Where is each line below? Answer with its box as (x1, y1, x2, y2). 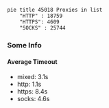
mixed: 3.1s (16, 73, 49, 81)
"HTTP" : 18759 (19, 12, 63, 19)
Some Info (7, 40, 43, 50)
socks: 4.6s (16, 95, 50, 103)
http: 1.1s (16, 80, 42, 89)
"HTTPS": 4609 (19, 19, 60, 25)
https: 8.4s (16, 87, 48, 96)
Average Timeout (7, 57, 58, 65)
